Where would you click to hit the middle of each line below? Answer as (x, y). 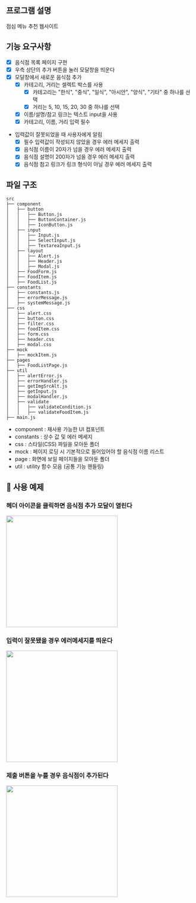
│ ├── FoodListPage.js (37, 366)
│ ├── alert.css (29, 313)
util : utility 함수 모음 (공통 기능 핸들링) (59, 466)
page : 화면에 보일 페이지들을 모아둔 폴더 (62, 459)
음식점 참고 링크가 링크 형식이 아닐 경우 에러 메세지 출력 (88, 164)
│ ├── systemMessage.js (38, 303)
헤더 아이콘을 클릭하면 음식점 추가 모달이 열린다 (69, 506)
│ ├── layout (25, 251)
